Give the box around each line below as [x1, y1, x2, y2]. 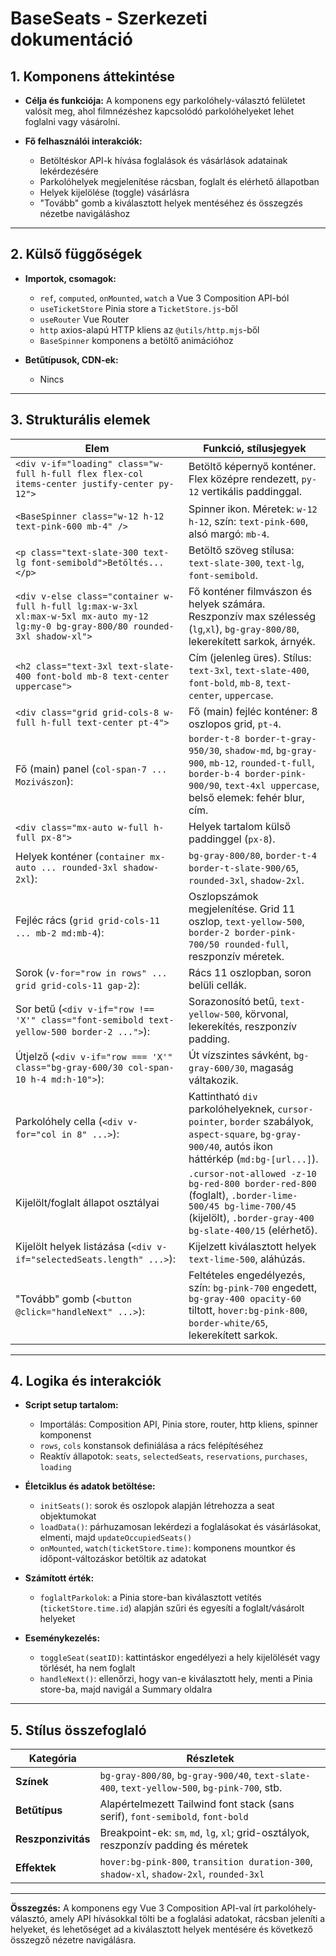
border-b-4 [188, 768, 240, 779]
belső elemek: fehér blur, [188, 790, 305, 804]
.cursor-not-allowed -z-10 [188, 1168, 317, 1179]
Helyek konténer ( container [15, 849, 146, 863]
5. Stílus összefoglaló [10, 1722, 147, 1739]
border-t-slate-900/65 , [188, 860, 300, 874]
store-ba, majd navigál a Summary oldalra [39, 1683, 213, 1696]
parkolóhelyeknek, [188, 1102, 276, 1116]
